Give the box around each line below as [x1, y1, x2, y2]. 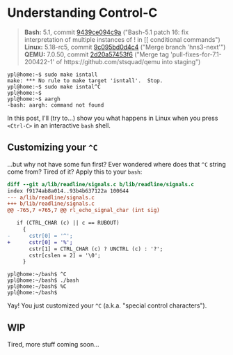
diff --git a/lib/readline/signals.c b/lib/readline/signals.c [7, 181, 195, 188]
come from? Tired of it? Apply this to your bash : [7, 167, 143, 176]
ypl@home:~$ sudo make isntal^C [7, 83, 101, 90]
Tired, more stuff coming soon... [7, 340, 99, 349]
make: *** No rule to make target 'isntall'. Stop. [7, 77, 163, 84]
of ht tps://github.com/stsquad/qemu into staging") [56, 57, 201, 66]
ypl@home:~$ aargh [7, 96, 61, 103]
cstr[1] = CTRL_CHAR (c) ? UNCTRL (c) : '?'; [29, 246, 163, 252]
